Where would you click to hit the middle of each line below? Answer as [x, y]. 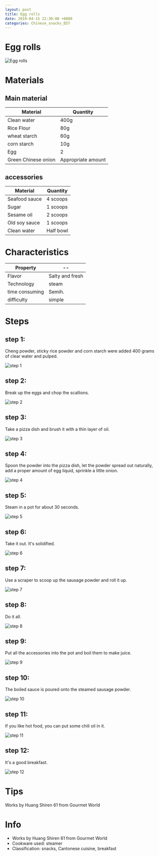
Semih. [56, 292]
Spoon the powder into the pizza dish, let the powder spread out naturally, [79, 465]
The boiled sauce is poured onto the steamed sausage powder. [68, 689]
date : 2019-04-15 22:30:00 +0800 [39, 19]
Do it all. [13, 616]
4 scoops [57, 199]
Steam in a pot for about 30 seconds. [42, 507]
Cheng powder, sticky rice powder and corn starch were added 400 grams [80, 351]
